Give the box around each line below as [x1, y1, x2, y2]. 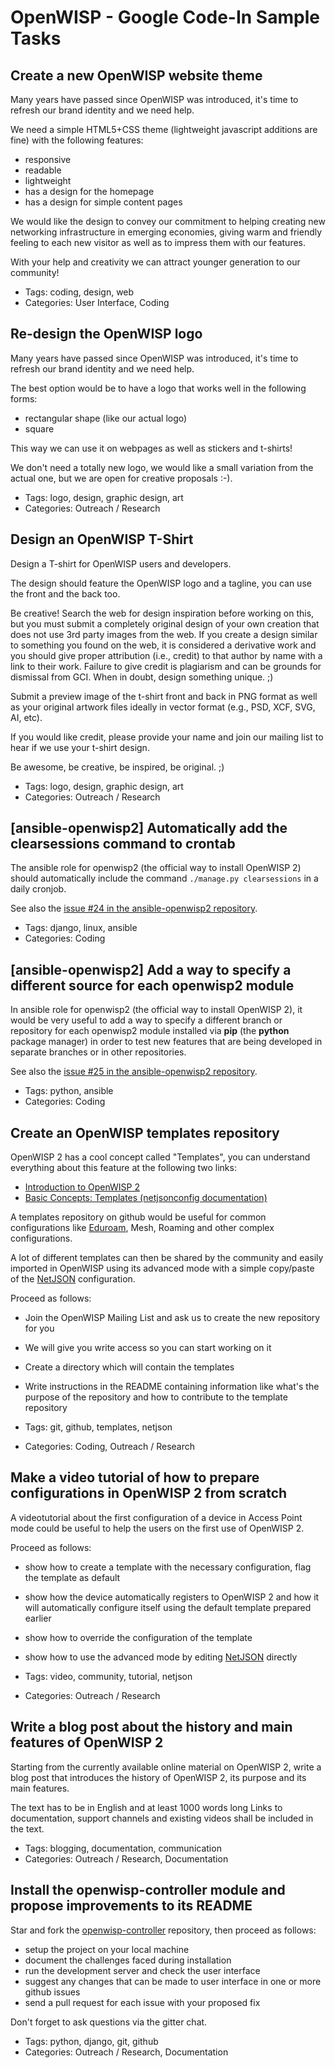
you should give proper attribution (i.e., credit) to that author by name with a [10, 649, 323, 661]
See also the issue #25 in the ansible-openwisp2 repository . [10, 1066, 258, 1078]
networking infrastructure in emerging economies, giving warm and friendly [10, 226, 323, 238]
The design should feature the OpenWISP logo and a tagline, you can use [10, 577, 312, 589]
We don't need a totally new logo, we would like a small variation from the [10, 461, 314, 473]
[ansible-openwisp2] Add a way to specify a [10, 961, 292, 978]
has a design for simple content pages [24, 196, 183, 208]
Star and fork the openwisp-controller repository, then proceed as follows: [10, 1924, 317, 1936]
